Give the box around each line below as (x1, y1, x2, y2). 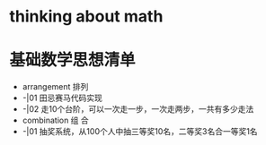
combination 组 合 (22, 115, 90, 126)
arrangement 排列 (22, 81, 89, 92)
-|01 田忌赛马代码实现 (22, 92, 103, 104)
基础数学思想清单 (9, 50, 137, 71)
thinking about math (9, 6, 164, 27)
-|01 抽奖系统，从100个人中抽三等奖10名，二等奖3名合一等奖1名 (22, 126, 258, 137)
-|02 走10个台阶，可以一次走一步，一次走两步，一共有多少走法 (22, 104, 254, 115)
